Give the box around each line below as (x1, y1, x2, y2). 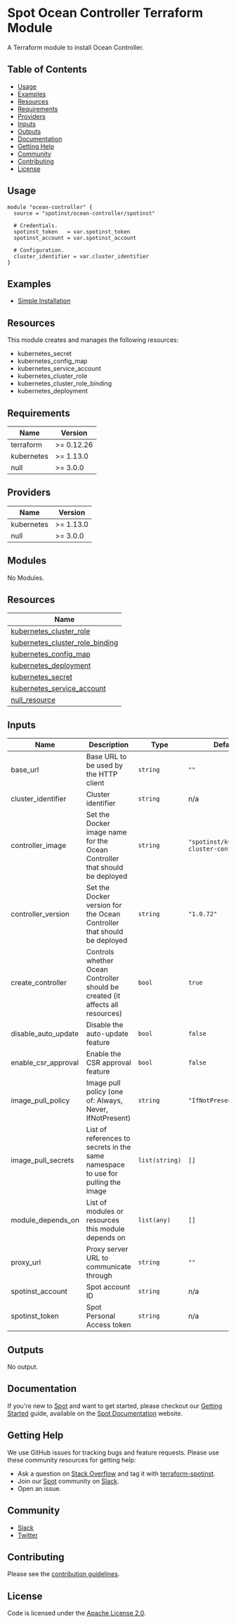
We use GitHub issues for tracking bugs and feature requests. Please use (7, 1448, 220, 1457)
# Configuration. (13, 246, 65, 254)
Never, (86, 1105, 109, 1115)
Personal (86, 1311, 116, 1321)
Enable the (86, 1049, 122, 1059)
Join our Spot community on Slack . (17, 1476, 119, 1485)
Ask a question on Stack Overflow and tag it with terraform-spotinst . (17, 1469, 216, 1478)
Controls (86, 947, 114, 957)
